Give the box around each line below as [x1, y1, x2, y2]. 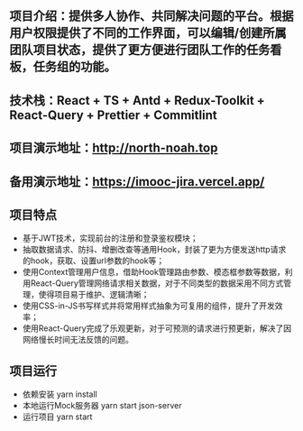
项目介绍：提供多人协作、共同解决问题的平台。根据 [9, 8, 294, 24]
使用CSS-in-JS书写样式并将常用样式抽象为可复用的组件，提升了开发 [22, 300, 275, 311]
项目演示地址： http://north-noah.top [9, 141, 218, 156]
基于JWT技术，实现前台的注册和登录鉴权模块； [22, 233, 198, 243]
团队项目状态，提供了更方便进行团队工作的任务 [9, 42, 271, 58]
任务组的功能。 [32, 60, 116, 75]
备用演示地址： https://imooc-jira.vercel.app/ [9, 174, 265, 189]
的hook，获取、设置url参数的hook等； [22, 255, 165, 266]
